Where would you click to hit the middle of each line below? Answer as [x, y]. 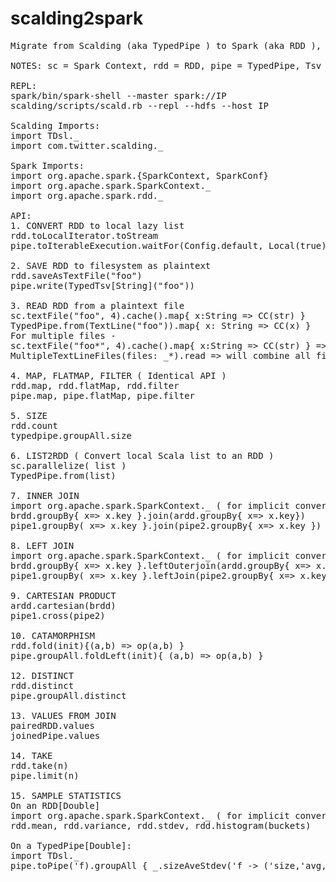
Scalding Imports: [55, 125]
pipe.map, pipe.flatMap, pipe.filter [103, 395]
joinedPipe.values [55, 735]
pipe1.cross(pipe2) [58, 615]
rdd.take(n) [39, 765]
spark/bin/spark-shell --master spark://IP [118, 95]
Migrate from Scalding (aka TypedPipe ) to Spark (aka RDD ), [166, 45]
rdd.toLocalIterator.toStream [84, 235]
